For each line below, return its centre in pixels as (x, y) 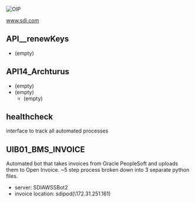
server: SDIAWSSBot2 (41, 188)
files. (12, 176)
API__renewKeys (38, 39)
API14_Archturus (38, 71)
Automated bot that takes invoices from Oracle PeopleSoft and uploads (92, 164)
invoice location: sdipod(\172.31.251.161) (63, 194)
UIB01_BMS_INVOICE (46, 149)
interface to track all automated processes (57, 131)
